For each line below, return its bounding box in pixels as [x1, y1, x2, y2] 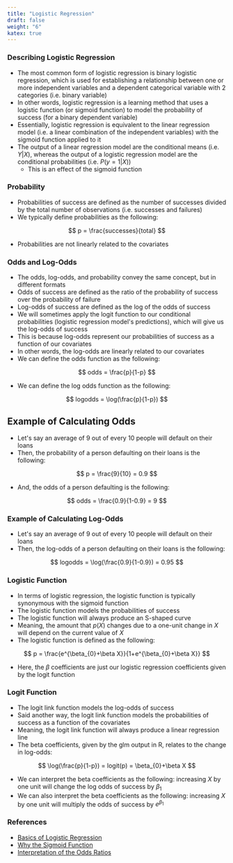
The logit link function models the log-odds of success [17, 703, 175, 712]
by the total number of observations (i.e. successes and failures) [17, 205, 203, 213]
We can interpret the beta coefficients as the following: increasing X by [17, 774, 221, 783]
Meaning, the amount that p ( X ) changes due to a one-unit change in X [17, 621, 219, 629]
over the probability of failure [17, 296, 101, 304]
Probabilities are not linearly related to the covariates [17, 240, 169, 248]
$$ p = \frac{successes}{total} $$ [68, 226, 166, 234]
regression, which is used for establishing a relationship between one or [17, 76, 224, 84]
